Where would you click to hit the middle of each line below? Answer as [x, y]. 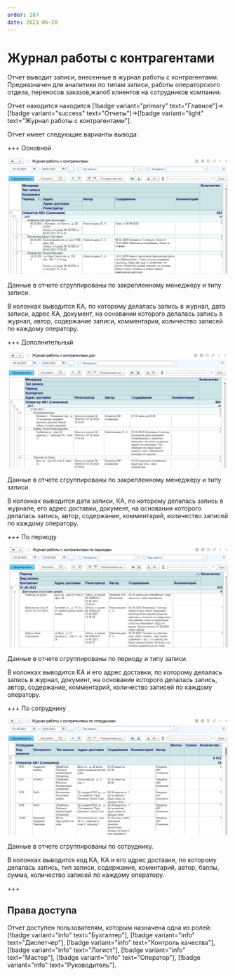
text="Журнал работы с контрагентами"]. [69, 121]
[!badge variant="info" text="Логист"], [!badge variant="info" [96, 950]
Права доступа [42, 911]
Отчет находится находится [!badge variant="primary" [88, 106]
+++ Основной [29, 148]
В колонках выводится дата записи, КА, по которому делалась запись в [115, 501]
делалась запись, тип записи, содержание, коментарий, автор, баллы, [113, 867]
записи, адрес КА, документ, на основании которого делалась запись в [115, 314]
